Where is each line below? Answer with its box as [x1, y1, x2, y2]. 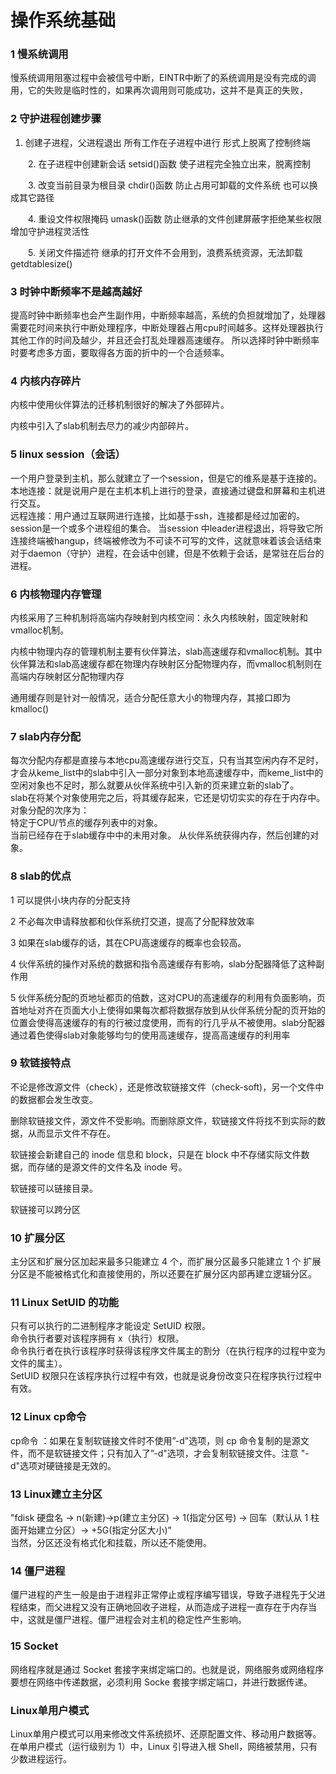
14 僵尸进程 [10, 1564, 66, 1578]
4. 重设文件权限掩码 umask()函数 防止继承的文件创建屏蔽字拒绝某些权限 [27, 212, 323, 225]
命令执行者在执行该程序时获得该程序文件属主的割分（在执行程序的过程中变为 [10, 1345, 326, 1357]
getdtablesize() [10, 257, 73, 270]
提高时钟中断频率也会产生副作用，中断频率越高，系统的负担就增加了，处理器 [10, 309, 326, 321]
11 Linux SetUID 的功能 [10, 1296, 120, 1310]
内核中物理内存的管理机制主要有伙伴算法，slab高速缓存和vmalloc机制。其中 [10, 645, 323, 657]
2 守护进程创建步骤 [10, 112, 102, 126]
